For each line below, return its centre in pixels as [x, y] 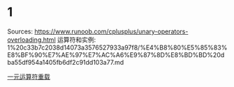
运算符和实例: [76, 40]
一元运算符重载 [29, 77]
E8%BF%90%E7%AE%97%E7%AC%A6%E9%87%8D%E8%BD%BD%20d [116, 55]
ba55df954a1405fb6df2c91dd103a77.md [66, 62]
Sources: [20, 31]
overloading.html [31, 40]
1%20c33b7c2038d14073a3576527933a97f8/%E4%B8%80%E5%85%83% [117, 47]
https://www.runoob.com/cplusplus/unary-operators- [111, 31]
